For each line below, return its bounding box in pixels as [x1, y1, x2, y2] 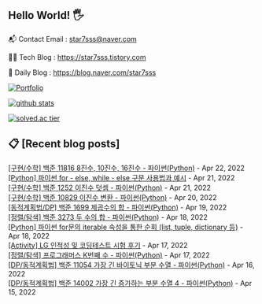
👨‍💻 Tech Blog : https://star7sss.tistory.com [8, 52, 146, 61]
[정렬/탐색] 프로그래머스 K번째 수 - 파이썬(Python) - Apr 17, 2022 [8, 250, 210, 260]
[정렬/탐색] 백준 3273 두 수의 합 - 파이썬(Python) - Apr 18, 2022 [8, 212, 208, 221]
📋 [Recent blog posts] [8, 137, 120, 150]
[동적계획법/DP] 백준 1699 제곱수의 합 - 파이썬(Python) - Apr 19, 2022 [8, 202, 227, 212]
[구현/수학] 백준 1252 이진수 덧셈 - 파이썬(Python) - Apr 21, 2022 [8, 183, 211, 192]
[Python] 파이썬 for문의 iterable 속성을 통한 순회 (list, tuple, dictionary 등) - [8, 222, 244, 232]
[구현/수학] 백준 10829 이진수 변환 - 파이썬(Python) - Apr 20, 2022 [8, 192, 217, 202]
